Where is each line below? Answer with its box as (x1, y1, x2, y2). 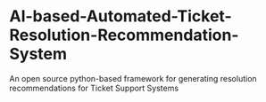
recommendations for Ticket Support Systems (9, 82, 179, 93)
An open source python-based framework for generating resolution (9, 73, 257, 83)
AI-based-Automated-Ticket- (9, 6, 232, 27)
